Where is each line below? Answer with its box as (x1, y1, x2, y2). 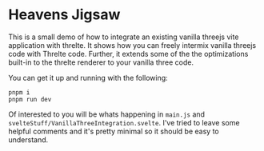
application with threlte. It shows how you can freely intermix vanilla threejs (8, 40, 257, 50)
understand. (8, 134, 49, 145)
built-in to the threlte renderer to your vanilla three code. (8, 58, 194, 67)
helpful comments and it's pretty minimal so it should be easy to (8, 126, 219, 136)
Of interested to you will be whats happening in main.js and (8, 109, 206, 119)
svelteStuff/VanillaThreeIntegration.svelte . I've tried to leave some (8, 117, 240, 127)
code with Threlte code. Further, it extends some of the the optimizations (8, 49, 249, 58)
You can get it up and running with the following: (8, 73, 168, 82)
